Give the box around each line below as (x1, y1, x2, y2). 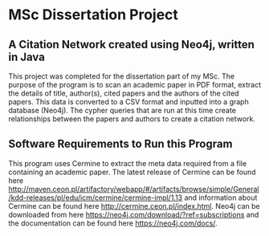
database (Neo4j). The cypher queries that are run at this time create (8, 106, 237, 115)
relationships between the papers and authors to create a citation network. (8, 114, 255, 124)
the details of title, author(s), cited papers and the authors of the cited (8, 88, 239, 98)
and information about (184, 193, 258, 202)
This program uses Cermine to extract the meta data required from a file (8, 158, 247, 168)
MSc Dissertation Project (8, 6, 179, 24)
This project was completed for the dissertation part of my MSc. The (8, 71, 235, 81)
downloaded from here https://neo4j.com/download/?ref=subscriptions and (8, 210, 259, 219)
